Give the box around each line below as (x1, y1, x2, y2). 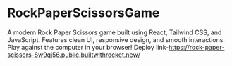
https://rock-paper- (168, 43, 225, 51)
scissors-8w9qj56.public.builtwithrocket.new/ (7, 51, 141, 59)
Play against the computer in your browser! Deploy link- (7, 43, 169, 51)
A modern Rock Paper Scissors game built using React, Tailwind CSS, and (7, 28, 222, 37)
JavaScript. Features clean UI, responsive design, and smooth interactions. (7, 35, 226, 44)
